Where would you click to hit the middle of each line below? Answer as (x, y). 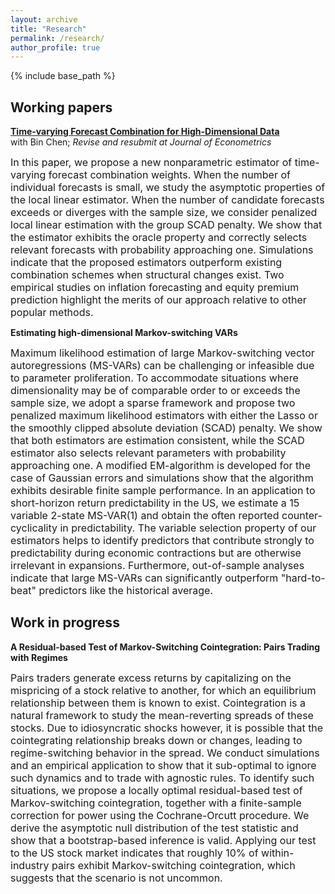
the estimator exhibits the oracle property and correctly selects (159, 238)
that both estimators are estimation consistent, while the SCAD (157, 441)
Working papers (61, 107)
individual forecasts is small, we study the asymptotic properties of (168, 188)
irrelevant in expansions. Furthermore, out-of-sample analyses (157, 566)
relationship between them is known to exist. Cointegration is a (158, 703)
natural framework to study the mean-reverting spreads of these (162, 715)
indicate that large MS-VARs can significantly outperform (144, 578)
